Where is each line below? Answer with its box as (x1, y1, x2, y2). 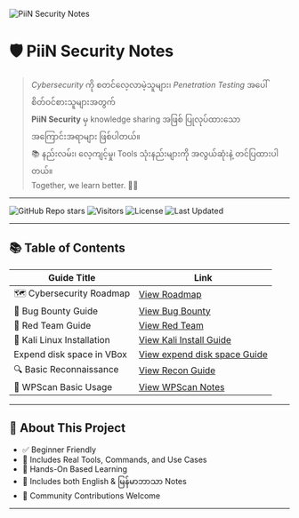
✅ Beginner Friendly (21, 444, 96, 455)
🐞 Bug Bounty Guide (13, 305, 99, 317)
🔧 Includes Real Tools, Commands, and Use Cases (21, 454, 207, 465)
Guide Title (47, 271, 96, 283)
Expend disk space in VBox (13, 347, 127, 360)
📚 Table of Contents (9, 241, 126, 256)
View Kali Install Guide (138, 333, 231, 346)
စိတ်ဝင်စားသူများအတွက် (30, 96, 116, 107)
